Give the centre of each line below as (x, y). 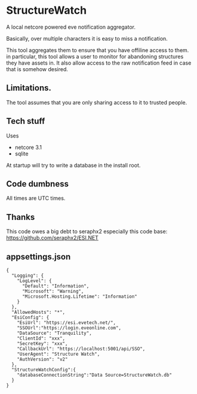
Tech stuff (26, 121)
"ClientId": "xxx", (41, 338)
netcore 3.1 (28, 147)
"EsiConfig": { (30, 317)
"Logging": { (28, 276)
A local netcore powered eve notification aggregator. (71, 27)
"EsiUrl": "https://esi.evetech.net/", (67, 323)
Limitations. (29, 88)
